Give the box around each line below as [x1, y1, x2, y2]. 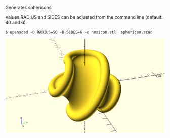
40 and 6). [5, 20, 27, 25]
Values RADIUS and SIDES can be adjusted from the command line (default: [5, 14, 163, 20]
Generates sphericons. [5, 5, 53, 10]
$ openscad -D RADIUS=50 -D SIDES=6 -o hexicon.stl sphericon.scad [5, 30, 153, 35]
